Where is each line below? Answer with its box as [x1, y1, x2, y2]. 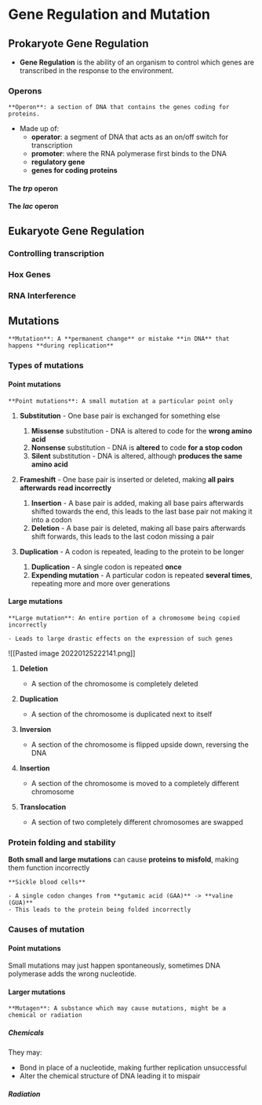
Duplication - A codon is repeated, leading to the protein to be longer [19, 547, 245, 556]
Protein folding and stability [8, 836, 116, 847]
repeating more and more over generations [31, 579, 170, 588]
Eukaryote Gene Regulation [8, 224, 145, 237]
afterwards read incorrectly [19, 483, 112, 492]
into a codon [31, 514, 72, 524]
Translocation [19, 802, 67, 811]
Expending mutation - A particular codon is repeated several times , [31, 570, 253, 580]
